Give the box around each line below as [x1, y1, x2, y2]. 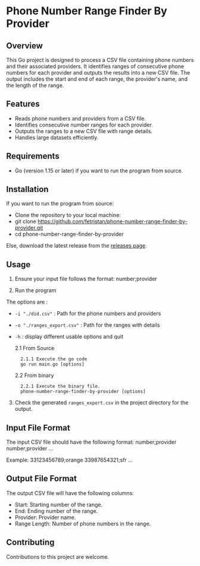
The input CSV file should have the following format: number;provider [6, 438, 177, 446]
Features [6, 99, 40, 109]
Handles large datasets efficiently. [14, 134, 99, 141]
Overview [6, 41, 43, 51]
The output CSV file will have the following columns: [6, 489, 134, 496]
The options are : [6, 298, 48, 305]
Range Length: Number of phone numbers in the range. [14, 520, 151, 527]
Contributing [6, 537, 55, 548]
